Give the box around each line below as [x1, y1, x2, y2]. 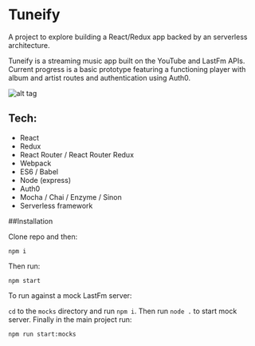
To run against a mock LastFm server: [8, 290, 132, 300]
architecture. [8, 40, 50, 50]
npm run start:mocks [8, 330, 77, 338]
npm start [8, 276, 41, 284]
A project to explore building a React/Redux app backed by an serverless [8, 32, 248, 42]
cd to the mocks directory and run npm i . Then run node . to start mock [8, 306, 237, 316]
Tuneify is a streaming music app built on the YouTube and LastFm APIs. [8, 56, 245, 66]
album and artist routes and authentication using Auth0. [8, 73, 191, 82]
